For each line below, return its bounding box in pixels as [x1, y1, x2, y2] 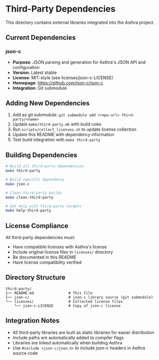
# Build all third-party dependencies [5, 164, 84, 169]
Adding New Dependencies [5, 99, 90, 107]
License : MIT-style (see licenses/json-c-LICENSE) [12, 74, 113, 81]
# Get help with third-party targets [5, 204, 82, 208]
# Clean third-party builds [5, 190, 63, 195]
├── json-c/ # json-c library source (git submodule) [5, 295, 153, 300]
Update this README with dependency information [12, 132, 114, 137]
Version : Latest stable [12, 69, 57, 75]
